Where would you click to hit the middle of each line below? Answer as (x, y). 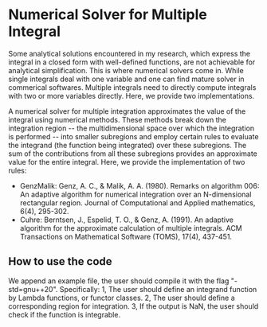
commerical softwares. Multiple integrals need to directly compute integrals (132, 87)
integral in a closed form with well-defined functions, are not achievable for (132, 62)
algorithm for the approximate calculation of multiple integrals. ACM (131, 228)
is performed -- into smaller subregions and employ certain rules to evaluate (133, 136)
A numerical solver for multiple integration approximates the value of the (127, 111)
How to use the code (61, 261)
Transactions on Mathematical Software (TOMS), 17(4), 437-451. (126, 236)
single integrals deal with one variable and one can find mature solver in (126, 79)
